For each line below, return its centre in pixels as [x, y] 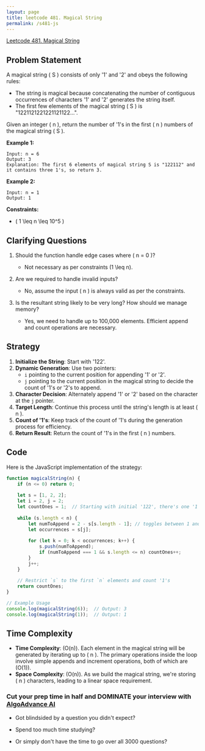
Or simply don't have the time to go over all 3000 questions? [91, 741]
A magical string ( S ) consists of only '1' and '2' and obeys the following [97, 75]
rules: [13, 81]
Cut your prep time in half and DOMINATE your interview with [99, 697]
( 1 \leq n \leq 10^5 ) [40, 222]
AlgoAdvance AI [31, 704]
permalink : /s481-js [33, 23]
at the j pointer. [35, 400]
